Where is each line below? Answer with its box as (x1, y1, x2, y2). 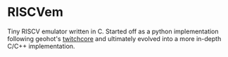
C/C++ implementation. (7, 42, 75, 50)
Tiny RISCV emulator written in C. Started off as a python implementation (7, 27, 220, 35)
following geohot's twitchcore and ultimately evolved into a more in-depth (7, 34, 222, 42)
